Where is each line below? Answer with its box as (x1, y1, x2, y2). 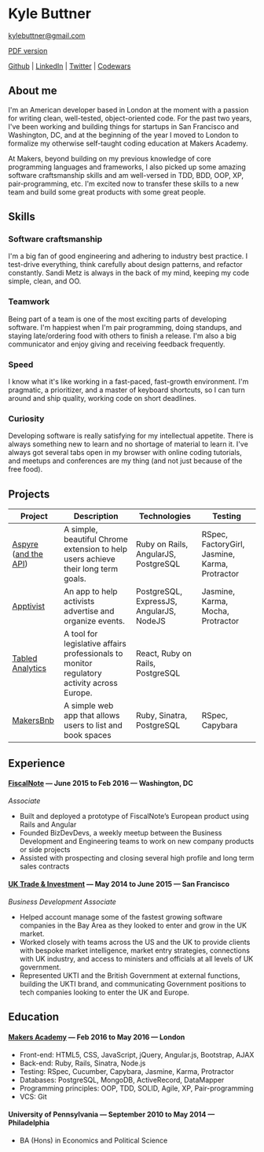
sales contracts (19, 861, 70, 871)
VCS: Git (19, 1091, 47, 1101)
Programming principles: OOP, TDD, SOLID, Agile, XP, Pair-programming (19, 1083, 254, 1093)
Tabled (12, 653, 38, 664)
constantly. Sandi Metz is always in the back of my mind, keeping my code (8, 269, 250, 278)
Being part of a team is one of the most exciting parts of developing (8, 314, 227, 324)
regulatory (64, 668, 102, 679)
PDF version (8, 46, 48, 55)
